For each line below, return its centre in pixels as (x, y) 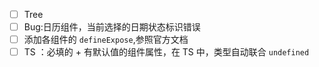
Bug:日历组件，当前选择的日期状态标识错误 (112, 27)
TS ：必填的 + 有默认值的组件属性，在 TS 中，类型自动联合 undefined (166, 52)
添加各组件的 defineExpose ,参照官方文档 (106, 40)
